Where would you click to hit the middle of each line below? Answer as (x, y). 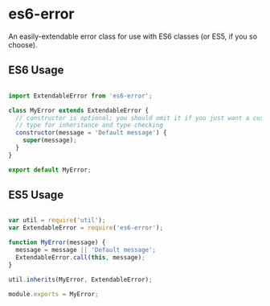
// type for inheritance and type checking (89, 126)
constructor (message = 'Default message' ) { (91, 133)
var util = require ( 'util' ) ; (57, 221)
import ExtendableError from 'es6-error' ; (80, 96)
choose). (23, 44)
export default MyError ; (50, 170)
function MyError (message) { (57, 242)
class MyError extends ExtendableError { (79, 110)
